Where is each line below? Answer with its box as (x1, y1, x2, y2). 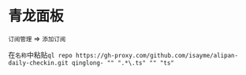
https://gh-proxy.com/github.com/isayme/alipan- (76, 51, 239, 59)
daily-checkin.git (8, 58, 69, 67)
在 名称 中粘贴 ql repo (8, 50, 73, 59)
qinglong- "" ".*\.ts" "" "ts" (71, 58, 175, 67)
